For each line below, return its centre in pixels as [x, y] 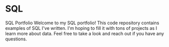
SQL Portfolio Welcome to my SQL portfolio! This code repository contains [82, 23]
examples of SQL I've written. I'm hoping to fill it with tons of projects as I [81, 28]
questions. [16, 39]
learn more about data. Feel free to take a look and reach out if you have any [85, 33]
